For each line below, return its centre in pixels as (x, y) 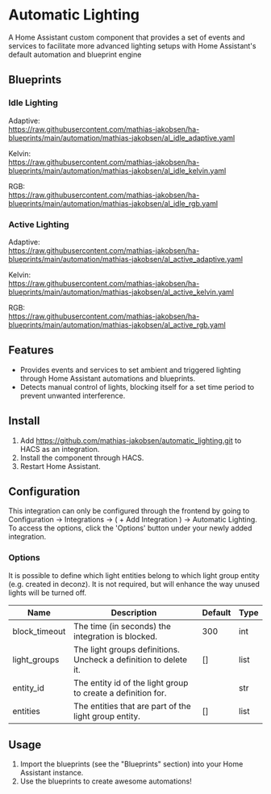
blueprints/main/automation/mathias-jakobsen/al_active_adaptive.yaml (126, 259)
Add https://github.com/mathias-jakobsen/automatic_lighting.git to (131, 440)
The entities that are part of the (132, 706)
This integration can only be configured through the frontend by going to (129, 511)
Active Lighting (39, 224)
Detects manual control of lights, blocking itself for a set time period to (137, 386)
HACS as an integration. (60, 449)
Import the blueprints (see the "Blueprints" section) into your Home (131, 764)
